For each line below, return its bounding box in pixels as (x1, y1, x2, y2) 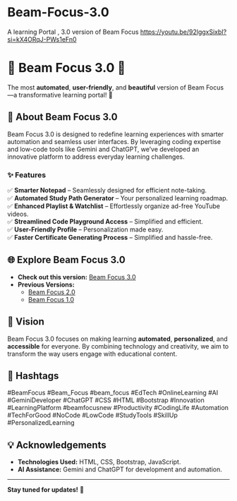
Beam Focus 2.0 (28, 287, 75, 296)
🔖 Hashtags (7, 370, 59, 382)
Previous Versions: (17, 280, 75, 289)
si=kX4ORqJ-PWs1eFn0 (7, 35, 77, 43)
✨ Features (7, 170, 47, 180)
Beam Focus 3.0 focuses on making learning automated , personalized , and (7, 334, 228, 343)
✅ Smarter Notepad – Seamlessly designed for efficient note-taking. (7, 186, 207, 194)
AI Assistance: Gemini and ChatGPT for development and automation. (17, 465, 222, 473)
